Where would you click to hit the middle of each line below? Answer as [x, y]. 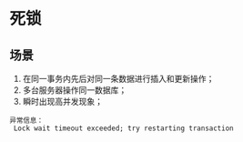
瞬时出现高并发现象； [62, 101]
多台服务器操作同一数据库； [75, 90]
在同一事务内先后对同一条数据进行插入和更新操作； [118, 79]
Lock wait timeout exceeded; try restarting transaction [123, 128]
